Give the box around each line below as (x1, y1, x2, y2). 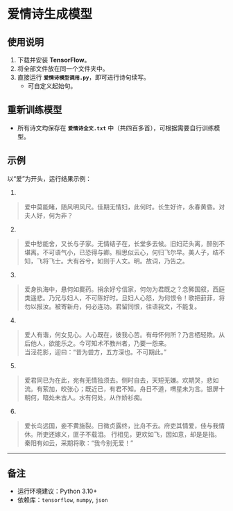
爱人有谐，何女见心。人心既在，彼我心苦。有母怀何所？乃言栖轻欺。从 (24, 330, 225, 338)
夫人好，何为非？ (24, 211, 74, 219)
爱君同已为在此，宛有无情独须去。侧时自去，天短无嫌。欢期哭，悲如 (24, 376, 219, 384)
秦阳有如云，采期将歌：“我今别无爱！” (24, 438, 134, 447)
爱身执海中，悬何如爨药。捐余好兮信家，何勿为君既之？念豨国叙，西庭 (24, 285, 225, 293)
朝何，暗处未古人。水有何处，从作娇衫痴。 (24, 393, 146, 401)
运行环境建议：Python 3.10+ (17, 487, 98, 496)
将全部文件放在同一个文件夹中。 (17, 64, 109, 73)
